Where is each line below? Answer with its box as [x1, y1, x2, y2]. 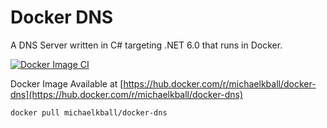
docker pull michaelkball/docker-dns [10, 107, 168, 118]
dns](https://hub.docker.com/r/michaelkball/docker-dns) [10, 88, 244, 100]
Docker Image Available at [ [10, 77, 124, 90]
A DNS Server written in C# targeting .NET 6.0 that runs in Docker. [10, 39, 283, 51]
